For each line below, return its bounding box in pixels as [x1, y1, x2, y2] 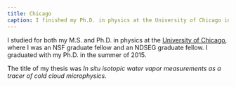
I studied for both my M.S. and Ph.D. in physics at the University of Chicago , [7, 35, 228, 44]
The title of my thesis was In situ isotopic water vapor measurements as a [7, 64, 221, 72]
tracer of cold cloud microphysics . [7, 71, 107, 80]
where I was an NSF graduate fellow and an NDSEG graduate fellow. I [7, 43, 208, 52]
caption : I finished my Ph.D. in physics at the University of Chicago [7, 17, 221, 24]
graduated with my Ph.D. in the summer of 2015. [7, 50, 147, 59]
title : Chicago [7, 10, 52, 17]
